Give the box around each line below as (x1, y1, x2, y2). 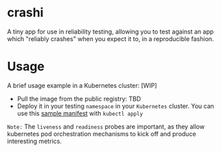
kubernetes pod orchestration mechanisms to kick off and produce (7, 129, 197, 138)
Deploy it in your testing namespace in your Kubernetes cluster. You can (16, 101, 215, 110)
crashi (7, 5, 44, 21)
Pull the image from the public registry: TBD (16, 94, 141, 103)
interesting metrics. (7, 137, 62, 145)
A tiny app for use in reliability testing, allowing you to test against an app (7, 27, 214, 36)
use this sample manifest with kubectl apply (16, 109, 143, 117)
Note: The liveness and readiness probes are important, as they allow (7, 122, 205, 131)
